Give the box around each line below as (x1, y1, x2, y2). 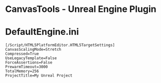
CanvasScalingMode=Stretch (5, 47, 61, 52)
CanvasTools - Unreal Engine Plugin (5, 3, 156, 15)
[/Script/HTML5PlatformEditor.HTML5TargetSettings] (5, 43, 115, 48)
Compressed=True (5, 51, 39, 57)
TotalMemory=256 (5, 69, 39, 74)
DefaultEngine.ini (5, 26, 79, 38)
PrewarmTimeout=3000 (5, 65, 48, 70)
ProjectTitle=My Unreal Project (5, 73, 72, 78)
